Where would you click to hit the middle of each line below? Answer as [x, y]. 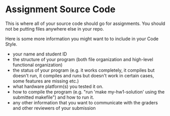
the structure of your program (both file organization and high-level [83, 59]
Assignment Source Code [60, 9]
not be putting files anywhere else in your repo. [55, 28]
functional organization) [38, 65]
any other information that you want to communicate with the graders [85, 102]
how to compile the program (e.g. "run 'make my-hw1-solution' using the [89, 92]
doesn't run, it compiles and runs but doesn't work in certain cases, [83, 75]
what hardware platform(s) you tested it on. [58, 86]
